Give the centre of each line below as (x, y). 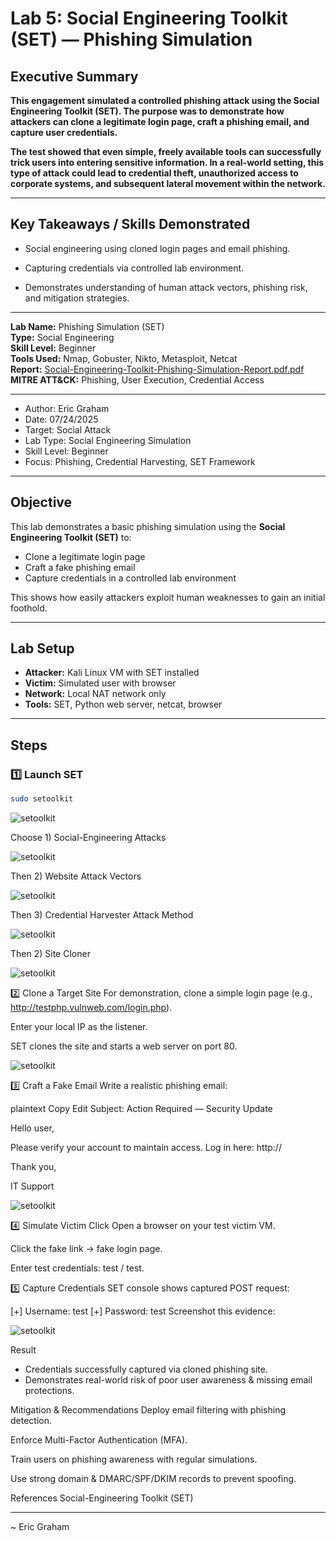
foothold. (29, 608)
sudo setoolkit (42, 799)
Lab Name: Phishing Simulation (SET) (87, 326)
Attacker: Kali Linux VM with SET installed (112, 673)
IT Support (32, 1186)
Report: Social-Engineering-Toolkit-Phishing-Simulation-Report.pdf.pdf (157, 369)
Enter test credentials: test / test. (77, 1268)
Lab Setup (42, 648)
